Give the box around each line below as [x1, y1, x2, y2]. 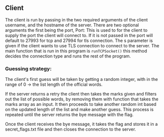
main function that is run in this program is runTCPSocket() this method [5, 48, 147, 54]
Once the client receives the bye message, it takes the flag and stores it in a [5, 121, 158, 127]
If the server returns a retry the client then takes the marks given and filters [5, 91, 157, 97]
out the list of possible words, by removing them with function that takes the [5, 96, 159, 102]
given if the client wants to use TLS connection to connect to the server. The [5, 42, 160, 48]
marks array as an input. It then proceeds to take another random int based [5, 101, 157, 107]
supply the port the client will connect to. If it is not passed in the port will [5, 32, 153, 38]
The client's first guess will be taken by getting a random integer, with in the [5, 77, 158, 82]
